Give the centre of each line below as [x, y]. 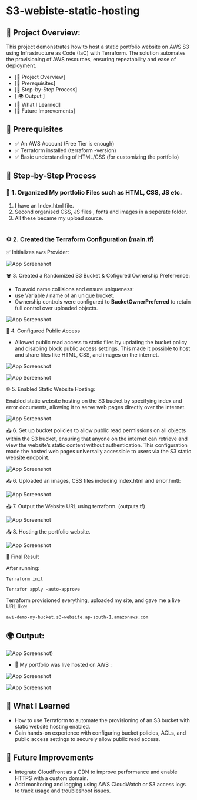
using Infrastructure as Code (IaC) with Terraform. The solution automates [96, 53]
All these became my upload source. [59, 218]
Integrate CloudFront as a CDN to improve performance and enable [96, 772]
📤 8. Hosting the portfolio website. [48, 532]
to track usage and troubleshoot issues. [63, 791]
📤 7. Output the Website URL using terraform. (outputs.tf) [76, 506]
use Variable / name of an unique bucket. [64, 295]
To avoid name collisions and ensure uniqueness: [74, 289]
